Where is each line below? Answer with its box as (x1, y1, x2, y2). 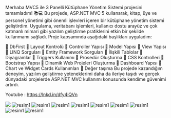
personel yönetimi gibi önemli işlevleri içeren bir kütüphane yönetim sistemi (5, 17, 164, 23)
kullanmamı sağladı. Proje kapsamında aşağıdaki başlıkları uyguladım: (5, 34, 153, 40)
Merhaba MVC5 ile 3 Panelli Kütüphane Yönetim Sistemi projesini (5, 5, 143, 10)
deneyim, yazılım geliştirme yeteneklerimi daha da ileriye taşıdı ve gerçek (5, 71, 160, 77)
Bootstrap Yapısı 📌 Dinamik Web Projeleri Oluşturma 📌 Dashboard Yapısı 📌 (5, 60, 162, 66)
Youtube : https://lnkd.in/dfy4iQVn (5, 91, 78, 98)
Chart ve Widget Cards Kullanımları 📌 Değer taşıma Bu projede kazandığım (5, 65, 163, 71)
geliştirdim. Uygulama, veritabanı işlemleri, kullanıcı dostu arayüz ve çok (5, 23, 158, 29)
